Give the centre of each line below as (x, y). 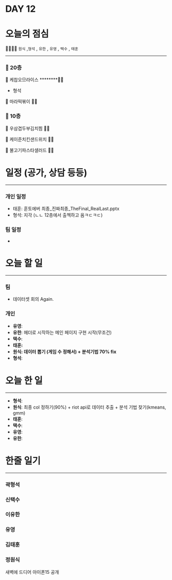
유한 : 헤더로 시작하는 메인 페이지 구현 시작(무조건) (62, 332)
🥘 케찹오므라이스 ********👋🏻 (35, 80)
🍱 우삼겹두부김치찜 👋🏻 (28, 128)
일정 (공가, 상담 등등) (46, 173)
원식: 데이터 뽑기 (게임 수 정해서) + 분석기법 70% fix (64, 352)
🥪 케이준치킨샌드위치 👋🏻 (30, 139)
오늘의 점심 (27, 34)
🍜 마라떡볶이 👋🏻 (21, 102)
